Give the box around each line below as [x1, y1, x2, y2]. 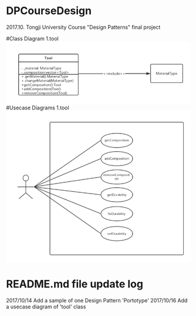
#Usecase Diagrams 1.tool [6, 104, 69, 111]
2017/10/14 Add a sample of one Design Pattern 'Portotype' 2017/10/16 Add [6, 297, 188, 304]
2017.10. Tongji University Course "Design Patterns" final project [6, 24, 161, 31]
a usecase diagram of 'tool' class [6, 303, 86, 310]
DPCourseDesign [6, 4, 92, 18]
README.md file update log [6, 278, 144, 291]
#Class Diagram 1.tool [6, 35, 59, 42]
